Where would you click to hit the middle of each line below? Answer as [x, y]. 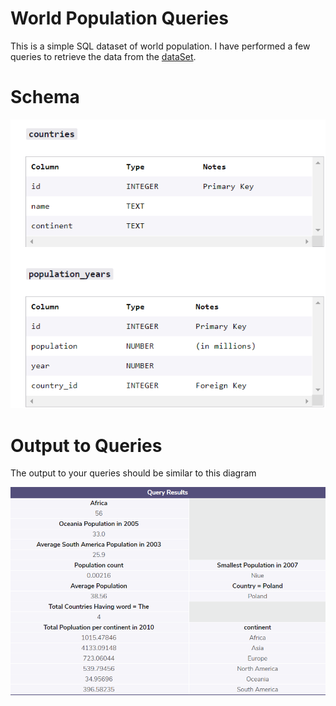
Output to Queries [86, 445]
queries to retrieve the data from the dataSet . [103, 56]
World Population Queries [119, 18]
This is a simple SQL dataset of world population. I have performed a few [160, 46]
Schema [45, 97]
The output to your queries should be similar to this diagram [133, 473]
